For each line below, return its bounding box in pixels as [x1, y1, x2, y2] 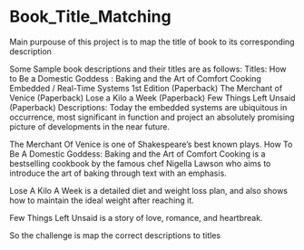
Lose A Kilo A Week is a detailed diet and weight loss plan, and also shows [9, 185, 289, 196]
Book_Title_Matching [9, 6, 172, 27]
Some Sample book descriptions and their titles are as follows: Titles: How [9, 63, 288, 74]
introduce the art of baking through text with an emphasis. [9, 168, 227, 178]
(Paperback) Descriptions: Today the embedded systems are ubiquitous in [9, 101, 288, 112]
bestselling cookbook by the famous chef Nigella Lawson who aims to [9, 158, 271, 168]
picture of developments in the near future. [9, 120, 171, 132]
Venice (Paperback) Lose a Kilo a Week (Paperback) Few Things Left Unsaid [9, 92, 296, 103]
